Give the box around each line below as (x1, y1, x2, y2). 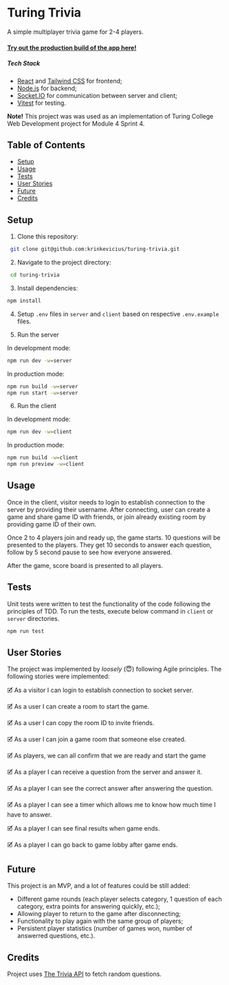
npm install (7, 297, 41, 304)
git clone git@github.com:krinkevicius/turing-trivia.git (10, 246, 180, 253)
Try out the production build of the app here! (7, 43, 137, 52)
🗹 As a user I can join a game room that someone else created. (7, 735, 186, 744)
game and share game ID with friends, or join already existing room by (7, 512, 206, 521)
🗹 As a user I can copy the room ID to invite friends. (7, 719, 155, 727)
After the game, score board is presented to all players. (7, 561, 164, 569)
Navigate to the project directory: (17, 258, 111, 266)
